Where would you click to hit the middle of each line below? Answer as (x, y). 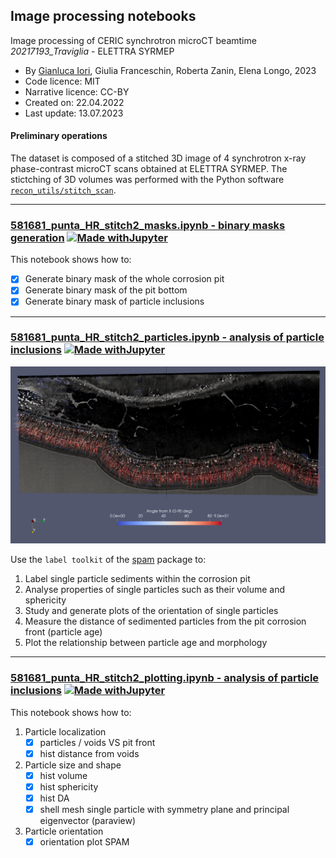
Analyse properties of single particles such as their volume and (155, 590)
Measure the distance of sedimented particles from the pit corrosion (165, 621)
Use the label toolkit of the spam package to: (108, 560)
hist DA (54, 798)
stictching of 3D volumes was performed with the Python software (147, 180)
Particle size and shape (73, 765)
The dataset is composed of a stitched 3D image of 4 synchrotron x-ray (158, 158)
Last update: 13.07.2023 (74, 113)
